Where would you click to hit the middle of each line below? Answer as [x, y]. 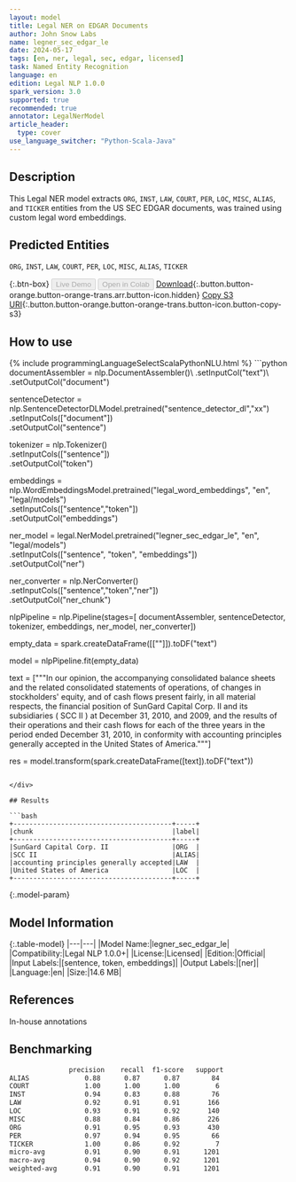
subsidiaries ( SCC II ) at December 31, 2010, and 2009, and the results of [143, 716]
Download [174, 284]
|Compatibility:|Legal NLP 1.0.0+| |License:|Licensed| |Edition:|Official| [137, 953]
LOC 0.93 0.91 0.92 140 [114, 1111]
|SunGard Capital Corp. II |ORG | [105, 848]
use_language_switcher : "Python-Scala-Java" [93, 141]
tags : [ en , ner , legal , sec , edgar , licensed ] [97, 59]
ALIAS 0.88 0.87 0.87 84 [114, 1078]
